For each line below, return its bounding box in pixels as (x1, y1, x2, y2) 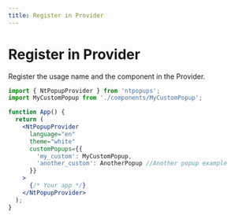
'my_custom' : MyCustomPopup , (36, 152, 132, 160)
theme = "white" (28, 137, 76, 146)
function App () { (8, 108, 65, 117)
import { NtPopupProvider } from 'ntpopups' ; (8, 87, 160, 95)
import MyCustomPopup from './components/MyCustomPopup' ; (8, 94, 203, 102)
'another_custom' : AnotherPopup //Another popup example (36, 159, 227, 168)
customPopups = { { (28, 145, 83, 153)
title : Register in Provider (8, 11, 104, 20)
